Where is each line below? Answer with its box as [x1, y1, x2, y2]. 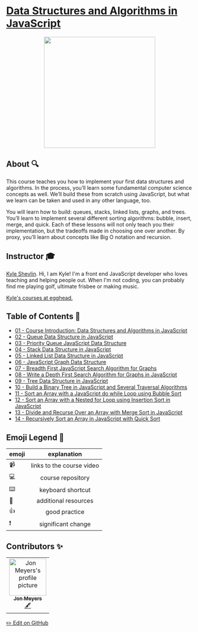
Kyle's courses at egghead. [6, 294, 73, 301]
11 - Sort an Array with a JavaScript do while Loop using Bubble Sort [14, 390, 182, 397]
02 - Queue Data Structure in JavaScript [14, 333, 114, 340]
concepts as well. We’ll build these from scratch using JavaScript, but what [6, 190, 190, 197]
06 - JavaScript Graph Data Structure [14, 359, 107, 366]
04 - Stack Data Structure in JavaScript [14, 346, 111, 353]
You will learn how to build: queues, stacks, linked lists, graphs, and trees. [6, 208, 187, 215]
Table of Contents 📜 [6, 311, 81, 321]
